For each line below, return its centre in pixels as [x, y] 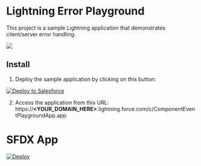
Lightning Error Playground [75, 11]
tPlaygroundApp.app [40, 115]
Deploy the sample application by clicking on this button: [85, 79]
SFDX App [32, 139]
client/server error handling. [41, 34]
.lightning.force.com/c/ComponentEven [146, 109]
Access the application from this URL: [62, 102]
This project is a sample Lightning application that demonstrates [86, 28]
